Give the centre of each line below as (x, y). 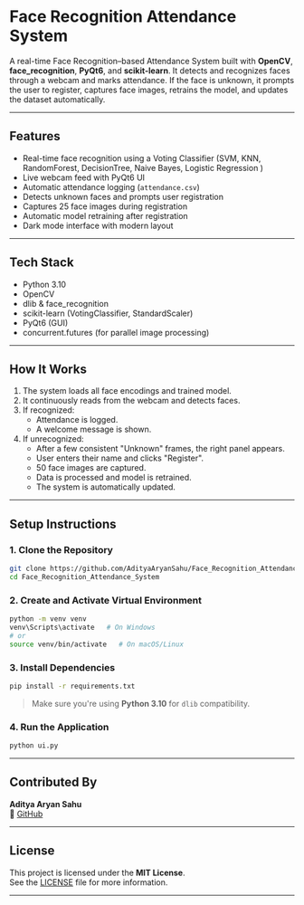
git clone (28, 569)
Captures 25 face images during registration (105, 206)
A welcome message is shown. (94, 429)
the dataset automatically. (57, 99)
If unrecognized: (53, 439)
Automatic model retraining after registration (105, 215)
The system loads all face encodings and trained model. (127, 391)
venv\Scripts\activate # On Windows (82, 627)
